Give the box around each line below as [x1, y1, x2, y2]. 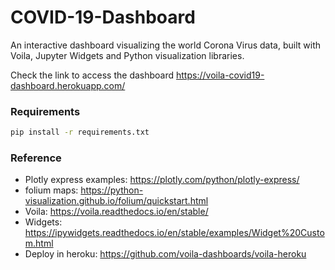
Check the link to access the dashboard [10, 69, 175, 81]
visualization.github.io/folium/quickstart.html [24, 195, 209, 207]
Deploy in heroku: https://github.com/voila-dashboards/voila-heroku [24, 248, 307, 260]
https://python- [80, 184, 144, 196]
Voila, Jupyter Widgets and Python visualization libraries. [10, 49, 245, 61]
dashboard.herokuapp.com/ [10, 79, 126, 91]
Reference [10, 151, 62, 165]
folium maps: [24, 184, 79, 196]
